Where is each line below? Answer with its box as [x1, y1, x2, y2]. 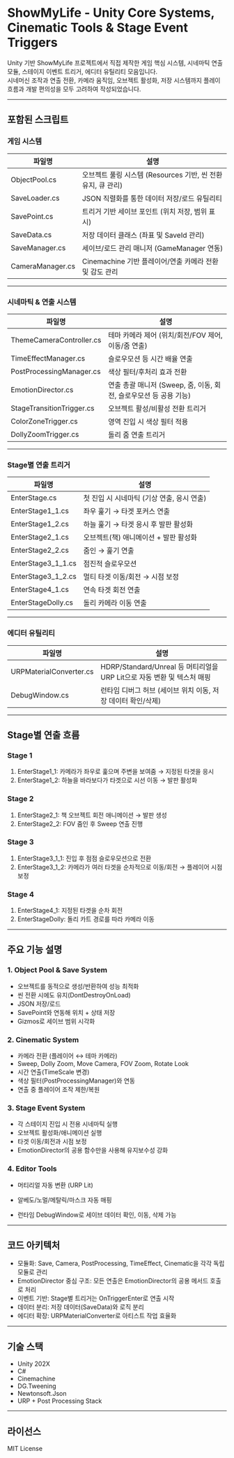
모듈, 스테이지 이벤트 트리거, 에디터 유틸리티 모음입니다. [7, 67, 158, 75]
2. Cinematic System [7, 1034, 79, 1044]
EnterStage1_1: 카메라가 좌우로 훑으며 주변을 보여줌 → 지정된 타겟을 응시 [17, 767, 214, 776]
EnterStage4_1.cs [10, 585, 70, 595]
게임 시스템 [7, 136, 42, 146]
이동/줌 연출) [107, 340, 148, 350]
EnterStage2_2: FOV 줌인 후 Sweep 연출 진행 [17, 819, 143, 828]
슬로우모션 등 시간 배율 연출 [107, 354, 193, 363]
